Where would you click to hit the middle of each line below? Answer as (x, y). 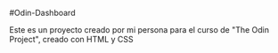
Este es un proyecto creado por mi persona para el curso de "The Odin (139, 30)
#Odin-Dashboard (42, 13)
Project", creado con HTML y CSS (71, 39)
